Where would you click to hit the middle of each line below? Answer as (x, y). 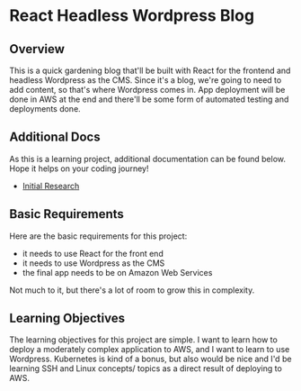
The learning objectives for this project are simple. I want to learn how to (144, 340)
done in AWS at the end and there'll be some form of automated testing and (149, 99)
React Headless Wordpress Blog (132, 16)
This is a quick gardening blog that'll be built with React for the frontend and (150, 70)
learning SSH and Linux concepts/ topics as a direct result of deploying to (146, 368)
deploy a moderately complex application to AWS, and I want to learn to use (150, 350)
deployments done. (45, 109)
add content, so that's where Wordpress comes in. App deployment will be (147, 90)
